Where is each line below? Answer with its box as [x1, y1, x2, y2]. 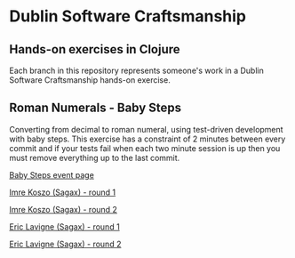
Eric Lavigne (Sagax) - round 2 [9, 238, 122, 249]
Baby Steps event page [9, 169, 95, 180]
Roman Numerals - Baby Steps [9, 101, 182, 116]
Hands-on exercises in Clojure [9, 42, 180, 57]
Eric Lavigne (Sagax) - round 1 [9, 221, 120, 232]
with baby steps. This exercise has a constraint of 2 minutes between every [9, 133, 286, 144]
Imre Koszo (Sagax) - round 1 [9, 187, 116, 198]
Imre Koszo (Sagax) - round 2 [9, 204, 118, 214]
